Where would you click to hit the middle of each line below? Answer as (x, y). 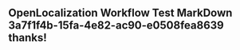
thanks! (28, 38)
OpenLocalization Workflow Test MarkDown (120, 13)
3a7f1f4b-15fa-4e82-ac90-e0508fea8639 (116, 26)
